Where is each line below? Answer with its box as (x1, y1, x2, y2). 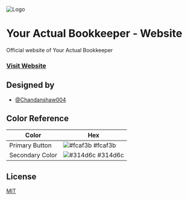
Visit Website (6, 61, 46, 70)
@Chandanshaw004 (14, 96, 66, 103)
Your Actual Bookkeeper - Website (6, 27, 183, 40)
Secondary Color (9, 151, 57, 159)
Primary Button (9, 141, 52, 150)
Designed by (6, 80, 55, 90)
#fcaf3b (93, 141, 116, 150)
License (6, 171, 37, 181)
